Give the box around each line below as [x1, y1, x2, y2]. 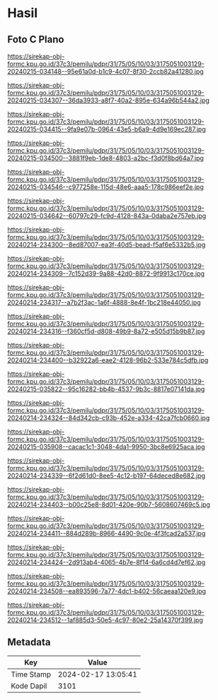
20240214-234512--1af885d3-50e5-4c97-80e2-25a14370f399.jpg [7, 616, 203, 624]
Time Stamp [11, 669, 52, 679]
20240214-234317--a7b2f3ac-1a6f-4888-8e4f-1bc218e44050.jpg [7, 298, 201, 306]
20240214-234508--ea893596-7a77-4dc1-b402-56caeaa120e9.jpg [7, 587, 207, 595]
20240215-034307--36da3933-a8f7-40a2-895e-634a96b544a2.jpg [7, 96, 210, 104]
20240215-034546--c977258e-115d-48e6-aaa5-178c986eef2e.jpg [7, 183, 204, 191]
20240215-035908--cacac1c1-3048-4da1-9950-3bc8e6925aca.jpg [7, 443, 205, 451]
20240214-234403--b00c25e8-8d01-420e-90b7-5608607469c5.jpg [7, 500, 211, 509]
